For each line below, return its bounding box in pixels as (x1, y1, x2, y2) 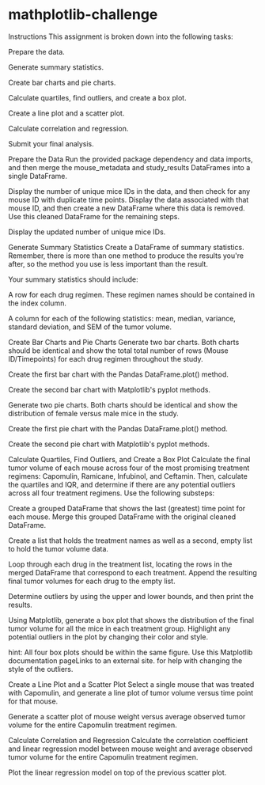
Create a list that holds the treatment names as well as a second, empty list (8, 536, 253, 545)
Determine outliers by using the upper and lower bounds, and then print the (8, 591, 255, 601)
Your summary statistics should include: (8, 275, 138, 284)
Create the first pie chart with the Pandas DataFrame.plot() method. (8, 423, 228, 433)
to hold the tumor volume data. (8, 544, 109, 553)
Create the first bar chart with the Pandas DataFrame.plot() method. (8, 370, 229, 379)
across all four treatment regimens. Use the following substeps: (8, 488, 215, 498)
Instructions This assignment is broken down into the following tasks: (8, 32, 233, 41)
